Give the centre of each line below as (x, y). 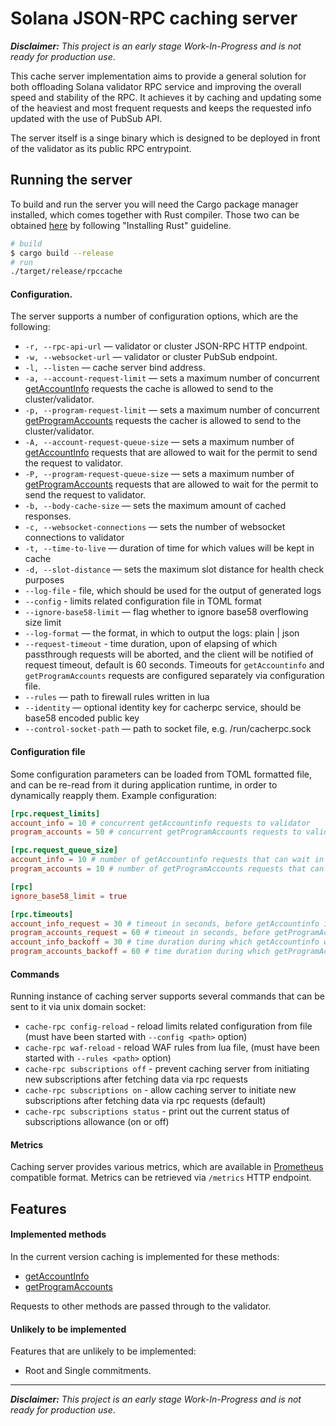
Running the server (71, 180)
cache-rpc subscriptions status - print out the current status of (157, 1111)
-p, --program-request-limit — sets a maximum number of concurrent (172, 410)
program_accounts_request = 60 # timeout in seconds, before (140, 933)
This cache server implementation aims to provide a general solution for (158, 76)
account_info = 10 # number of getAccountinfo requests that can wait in (167, 860)
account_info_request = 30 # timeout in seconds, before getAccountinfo (165, 923)
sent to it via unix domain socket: (78, 1007)
